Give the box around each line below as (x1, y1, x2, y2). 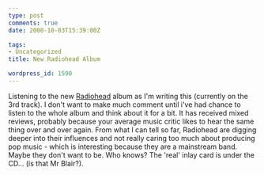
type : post (8, 11, 44, 20)
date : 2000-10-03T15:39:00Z (8, 26, 101, 34)
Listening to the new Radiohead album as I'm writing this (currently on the (8, 91, 249, 101)
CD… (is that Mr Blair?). (8, 158, 85, 168)
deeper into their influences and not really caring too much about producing (8, 133, 255, 143)
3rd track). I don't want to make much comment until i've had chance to (8, 100, 241, 109)
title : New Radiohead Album (8, 55, 101, 63)
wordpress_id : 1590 (8, 70, 73, 78)
